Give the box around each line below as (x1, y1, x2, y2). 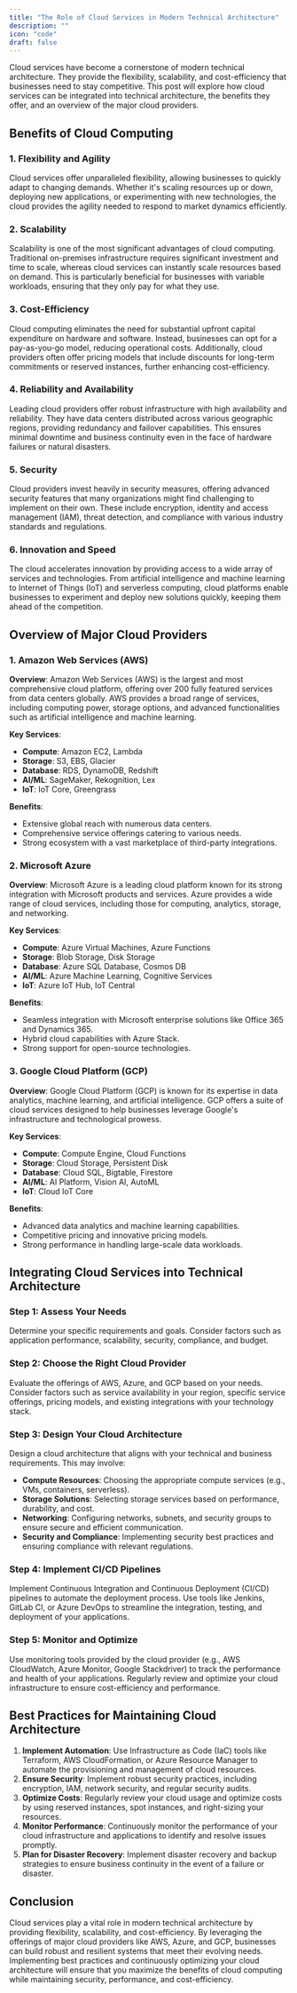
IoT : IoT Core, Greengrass (21, 784, 117, 795)
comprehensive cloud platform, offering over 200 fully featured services (9, 683, 273, 694)
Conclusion (9, 1893, 74, 1909)
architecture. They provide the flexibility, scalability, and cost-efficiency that (9, 72, 286, 83)
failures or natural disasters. (9, 441, 112, 451)
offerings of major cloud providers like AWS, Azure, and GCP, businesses (9, 1936, 277, 1947)
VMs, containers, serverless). (21, 1484, 130, 1495)
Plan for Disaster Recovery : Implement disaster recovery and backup (21, 1849, 277, 1860)
